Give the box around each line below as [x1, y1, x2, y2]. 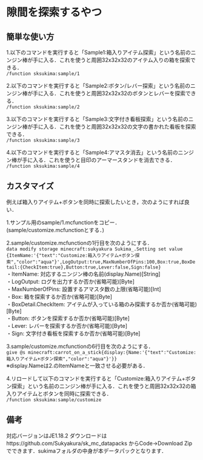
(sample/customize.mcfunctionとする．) [6, 226, 104, 233]
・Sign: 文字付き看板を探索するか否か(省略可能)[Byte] [6, 330, 141, 337]
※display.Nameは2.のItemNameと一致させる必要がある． [6, 362, 148, 369]
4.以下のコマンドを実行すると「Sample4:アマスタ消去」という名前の [6, 149, 178, 156]
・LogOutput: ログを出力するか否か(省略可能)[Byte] [6, 278, 135, 285]
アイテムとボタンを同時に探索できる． [16, 390, 112, 397]
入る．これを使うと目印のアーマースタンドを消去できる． [32, 156, 176, 164]
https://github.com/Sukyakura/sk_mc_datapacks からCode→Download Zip [6, 439, 193, 447]
